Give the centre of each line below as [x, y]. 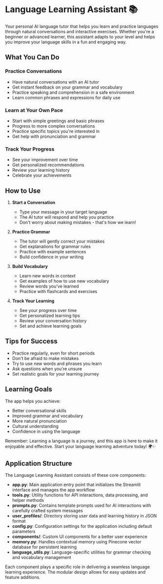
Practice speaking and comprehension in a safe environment [73, 92]
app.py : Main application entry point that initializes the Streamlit [76, 485]
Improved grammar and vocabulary [48, 416]
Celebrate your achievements [42, 175]
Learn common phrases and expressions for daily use [66, 97]
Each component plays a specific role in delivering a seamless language [78, 567]
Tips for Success [31, 341]
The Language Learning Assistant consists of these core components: [76, 475]
